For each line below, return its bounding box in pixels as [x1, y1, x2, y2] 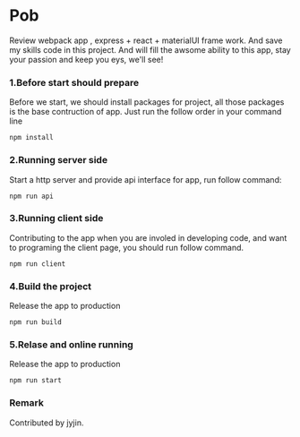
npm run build [9, 318, 63, 327]
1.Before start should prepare [9, 76, 140, 89]
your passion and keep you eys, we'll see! [9, 54, 164, 64]
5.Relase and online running [9, 338, 134, 351]
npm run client [9, 259, 66, 269]
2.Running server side [9, 154, 108, 167]
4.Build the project [9, 279, 92, 292]
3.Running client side [9, 212, 104, 225]
